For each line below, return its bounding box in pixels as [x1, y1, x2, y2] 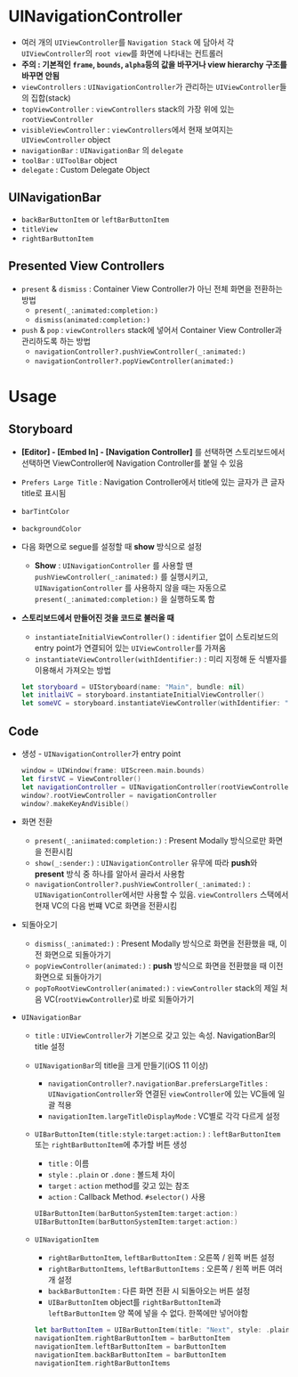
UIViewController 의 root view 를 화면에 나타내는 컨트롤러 [20, 47, 223, 59]
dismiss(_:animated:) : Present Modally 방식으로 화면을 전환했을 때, [34, 938, 278, 949]
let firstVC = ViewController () [20, 774, 141, 783]
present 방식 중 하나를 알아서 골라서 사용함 [34, 868, 185, 879]
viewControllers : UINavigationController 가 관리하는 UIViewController [20, 81, 280, 92]
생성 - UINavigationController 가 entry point [20, 748, 181, 759]
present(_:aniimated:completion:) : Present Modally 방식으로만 [34, 835, 267, 846]
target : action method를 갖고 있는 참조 [47, 1180, 190, 1191]
